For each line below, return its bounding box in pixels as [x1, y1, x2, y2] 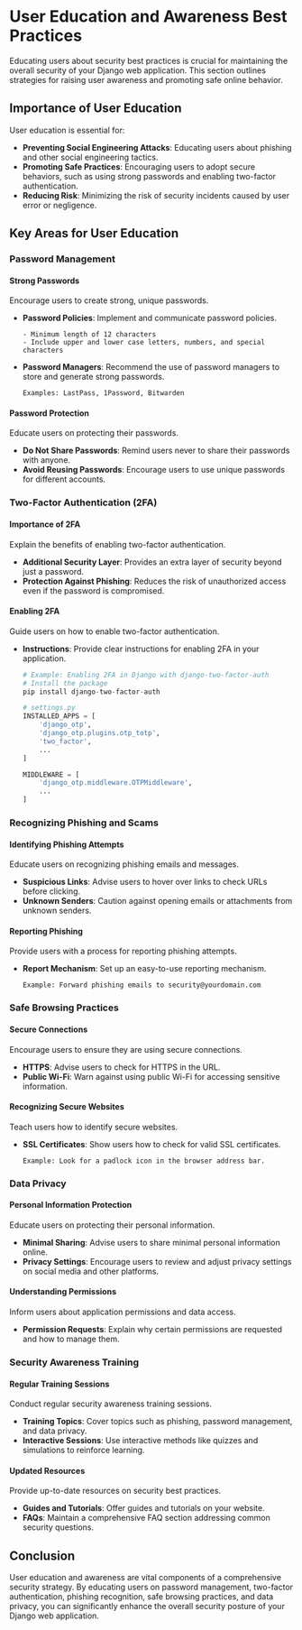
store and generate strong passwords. [22, 372, 165, 382]
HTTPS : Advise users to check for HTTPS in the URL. [22, 1062, 221, 1073]
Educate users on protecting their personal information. [9, 1220, 215, 1230]
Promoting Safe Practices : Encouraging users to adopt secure [22, 161, 255, 172]
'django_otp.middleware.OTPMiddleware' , [39, 778, 193, 787]
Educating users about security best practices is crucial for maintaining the [9, 55, 288, 66]
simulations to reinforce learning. [22, 1445, 145, 1456]
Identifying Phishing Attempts [9, 839, 124, 850]
